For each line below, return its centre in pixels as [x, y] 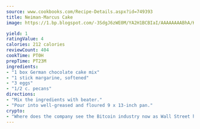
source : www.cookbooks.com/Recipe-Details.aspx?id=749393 [79, 12]
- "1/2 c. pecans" [29, 89]
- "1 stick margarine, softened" [48, 78]
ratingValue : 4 [25, 39]
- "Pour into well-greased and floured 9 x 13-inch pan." [79, 105]
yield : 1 [17, 33]
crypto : [16, 111]
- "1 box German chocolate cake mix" [53, 72]
